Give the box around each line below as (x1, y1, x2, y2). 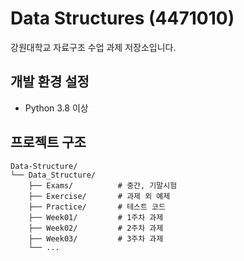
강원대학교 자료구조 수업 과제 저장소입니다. (10, 41, 177, 53)
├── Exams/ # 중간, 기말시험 (28, 180, 178, 191)
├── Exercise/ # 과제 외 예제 (28, 191, 171, 201)
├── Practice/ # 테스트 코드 (28, 202, 166, 212)
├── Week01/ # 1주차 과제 (28, 212, 164, 222)
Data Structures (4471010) (10, 7, 235, 30)
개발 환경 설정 (10, 73, 90, 91)
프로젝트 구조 (10, 134, 87, 151)
